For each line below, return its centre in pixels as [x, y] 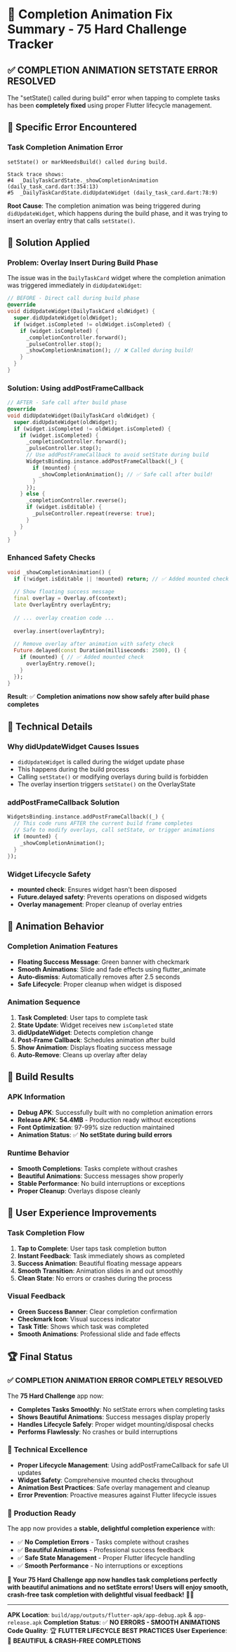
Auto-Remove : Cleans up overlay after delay [82, 1055]
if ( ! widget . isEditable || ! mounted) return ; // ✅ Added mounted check [122, 579]
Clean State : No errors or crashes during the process [95, 1278]
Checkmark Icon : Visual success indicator [79, 1319]
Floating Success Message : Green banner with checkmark [103, 962]
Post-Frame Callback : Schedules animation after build [96, 1040]
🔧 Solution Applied [48, 243]
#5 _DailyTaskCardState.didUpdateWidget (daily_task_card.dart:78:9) [113, 192]
